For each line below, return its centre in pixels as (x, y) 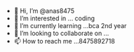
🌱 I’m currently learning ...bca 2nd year (70, 26)
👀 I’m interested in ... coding (54, 18)
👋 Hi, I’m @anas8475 (44, 11)
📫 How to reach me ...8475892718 (65, 41)
